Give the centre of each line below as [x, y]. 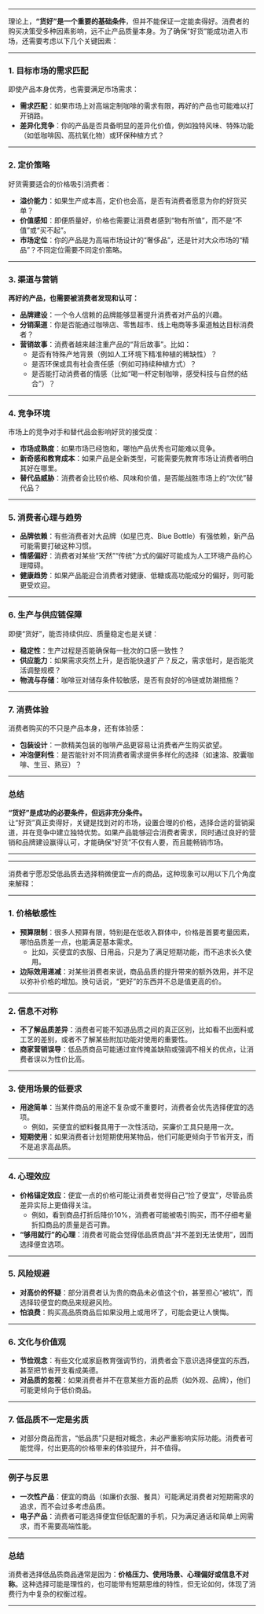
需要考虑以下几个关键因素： [73, 41]
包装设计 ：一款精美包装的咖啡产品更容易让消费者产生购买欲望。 [123, 745]
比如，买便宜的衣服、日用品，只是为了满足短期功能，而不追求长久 [138, 952]
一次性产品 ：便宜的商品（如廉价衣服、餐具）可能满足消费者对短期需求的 [136, 1496]
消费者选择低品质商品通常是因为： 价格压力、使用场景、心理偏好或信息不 [125, 1575]
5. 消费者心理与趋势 [45, 518]
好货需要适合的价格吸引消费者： [60, 184]
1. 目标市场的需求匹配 [48, 70]
